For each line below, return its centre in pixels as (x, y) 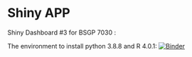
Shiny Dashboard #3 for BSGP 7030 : (62, 32)
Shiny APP (39, 13)
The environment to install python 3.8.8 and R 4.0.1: (82, 46)
